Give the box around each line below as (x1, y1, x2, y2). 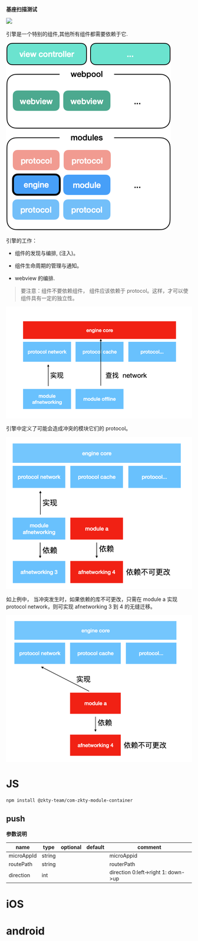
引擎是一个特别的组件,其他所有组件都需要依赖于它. (6, 31, 128, 37)
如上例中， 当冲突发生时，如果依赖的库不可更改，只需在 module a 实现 (6, 596, 178, 603)
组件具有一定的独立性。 (20, 295, 78, 302)
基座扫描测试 (6, 6, 37, 12)
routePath (8, 860, 32, 867)
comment (137, 844, 161, 851)
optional (61, 844, 81, 851)
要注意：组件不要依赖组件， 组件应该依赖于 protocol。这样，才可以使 (20, 287, 189, 294)
